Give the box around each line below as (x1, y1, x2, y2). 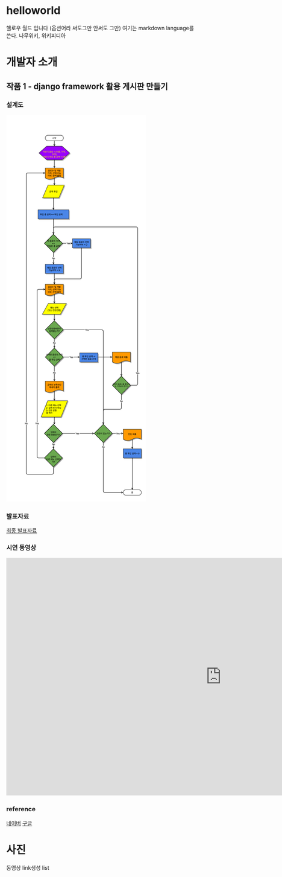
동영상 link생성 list (6, 864, 49, 871)
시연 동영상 (6, 544, 37, 552)
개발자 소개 (6, 56, 58, 69)
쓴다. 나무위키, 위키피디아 (6, 31, 66, 39)
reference (6, 805, 36, 814)
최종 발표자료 (6, 527, 37, 534)
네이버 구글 (6, 819, 33, 827)
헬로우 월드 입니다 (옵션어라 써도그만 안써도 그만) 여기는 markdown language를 (6, 24, 195, 31)
